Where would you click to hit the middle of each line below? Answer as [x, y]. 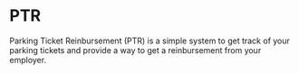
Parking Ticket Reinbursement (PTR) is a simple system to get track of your [149, 41]
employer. [28, 60]
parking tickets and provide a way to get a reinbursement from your [135, 50]
